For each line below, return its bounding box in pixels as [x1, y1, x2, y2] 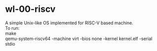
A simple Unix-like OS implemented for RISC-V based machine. [5, 20, 133, 26]
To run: [5, 25, 20, 31]
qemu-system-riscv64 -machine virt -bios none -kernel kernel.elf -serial [5, 36, 153, 42]
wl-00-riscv [5, 3, 56, 15]
